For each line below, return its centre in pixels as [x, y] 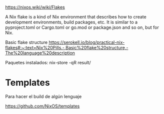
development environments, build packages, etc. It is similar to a [71, 22]
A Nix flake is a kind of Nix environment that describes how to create [76, 17]
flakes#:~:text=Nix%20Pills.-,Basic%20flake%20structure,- [67, 48]
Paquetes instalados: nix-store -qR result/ [48, 62]
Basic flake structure [26, 42]
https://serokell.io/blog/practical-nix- [87, 42]
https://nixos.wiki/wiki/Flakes [35, 7]
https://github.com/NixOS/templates [42, 106]
